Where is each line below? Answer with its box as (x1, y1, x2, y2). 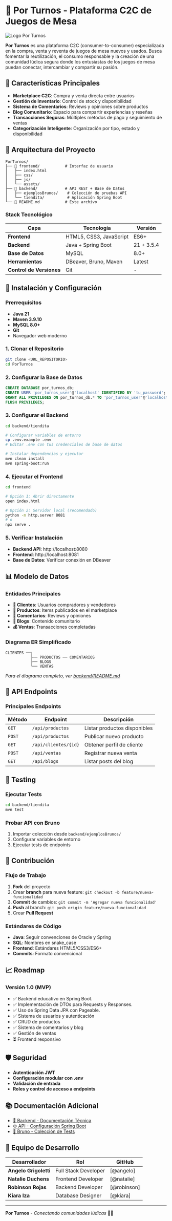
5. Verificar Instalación (5, 534, 63, 542)
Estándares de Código (5, 923, 61, 930)
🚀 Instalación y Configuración (5, 284, 102, 292)
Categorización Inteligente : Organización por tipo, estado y (12, 125, 140, 131)
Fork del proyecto (12, 883, 51, 890)
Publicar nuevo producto (84, 733, 144, 740)
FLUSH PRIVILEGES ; (5, 399, 45, 405)
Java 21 (12, 311, 30, 317)
